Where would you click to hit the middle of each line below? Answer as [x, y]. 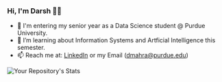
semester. [31, 48]
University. [32, 33]
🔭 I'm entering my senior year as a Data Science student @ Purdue [111, 26]
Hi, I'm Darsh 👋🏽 [35, 11]
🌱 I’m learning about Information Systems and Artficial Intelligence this [116, 40]
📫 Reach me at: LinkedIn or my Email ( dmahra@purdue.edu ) [102, 55]
